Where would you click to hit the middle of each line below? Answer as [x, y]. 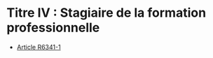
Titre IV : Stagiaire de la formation [106, 13]
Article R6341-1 [39, 47]
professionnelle [53, 28]
